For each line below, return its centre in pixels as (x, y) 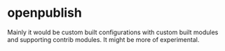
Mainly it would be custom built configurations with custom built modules (113, 32)
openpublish (45, 13)
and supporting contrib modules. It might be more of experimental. (103, 39)
